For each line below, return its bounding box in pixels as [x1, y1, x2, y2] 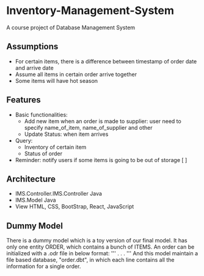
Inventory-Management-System [6, 4, 175, 18]
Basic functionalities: [15, 111, 68, 118]
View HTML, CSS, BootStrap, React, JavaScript [15, 203, 134, 210]
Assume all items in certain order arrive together [15, 71, 137, 78]
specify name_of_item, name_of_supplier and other [24, 124, 153, 131]
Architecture [6, 174, 56, 184]
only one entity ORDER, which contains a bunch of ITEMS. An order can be [6, 243, 195, 250]
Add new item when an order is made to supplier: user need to [24, 117, 181, 125]
